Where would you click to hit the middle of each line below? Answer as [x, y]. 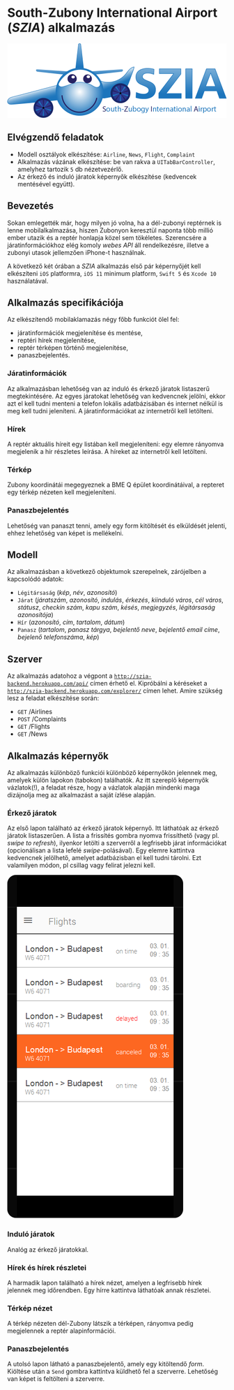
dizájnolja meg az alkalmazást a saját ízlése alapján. [81, 795]
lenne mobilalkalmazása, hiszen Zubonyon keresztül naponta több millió [110, 230]
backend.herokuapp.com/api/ [48, 684]
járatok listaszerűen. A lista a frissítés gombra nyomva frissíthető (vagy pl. [113, 836]
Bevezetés [31, 206]
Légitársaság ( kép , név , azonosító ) [67, 593]
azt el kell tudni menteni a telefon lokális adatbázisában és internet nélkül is [115, 404]
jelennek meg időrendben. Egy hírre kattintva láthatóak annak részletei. [109, 1290]
